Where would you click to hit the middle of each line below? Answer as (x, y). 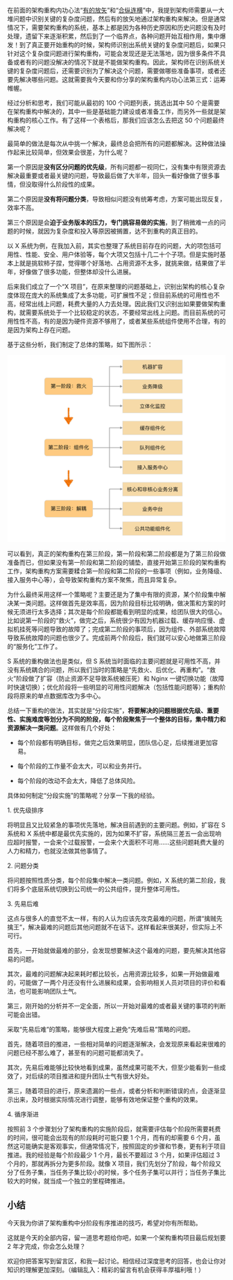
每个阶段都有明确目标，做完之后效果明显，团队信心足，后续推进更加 (114, 743)
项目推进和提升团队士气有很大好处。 (101, 1076)
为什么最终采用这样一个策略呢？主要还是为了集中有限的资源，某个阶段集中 (113, 595)
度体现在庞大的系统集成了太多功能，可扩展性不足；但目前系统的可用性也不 (113, 295)
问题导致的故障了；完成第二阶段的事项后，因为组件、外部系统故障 (131, 629)
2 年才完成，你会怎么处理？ (46, 1246)
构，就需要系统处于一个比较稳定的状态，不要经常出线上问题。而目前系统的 (113, 313)
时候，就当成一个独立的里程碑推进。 (77, 1181)
